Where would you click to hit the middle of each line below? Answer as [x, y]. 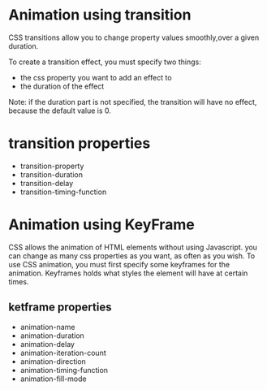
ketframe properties [60, 308]
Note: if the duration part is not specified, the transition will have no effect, [133, 102]
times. [19, 281]
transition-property [52, 166]
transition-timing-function [63, 192]
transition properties [80, 143]
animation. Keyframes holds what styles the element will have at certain [128, 273]
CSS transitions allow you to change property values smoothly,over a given [134, 37]
